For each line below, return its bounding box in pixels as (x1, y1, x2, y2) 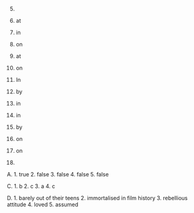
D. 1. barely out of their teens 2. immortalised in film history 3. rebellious (7, 195, 188, 201)
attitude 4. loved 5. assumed (7, 201, 79, 208)
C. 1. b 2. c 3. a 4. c (7, 182, 56, 190)
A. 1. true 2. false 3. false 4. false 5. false (7, 171, 109, 178)
